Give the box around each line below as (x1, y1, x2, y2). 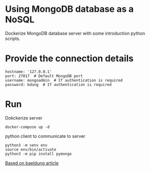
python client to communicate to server (5, 133, 86, 139)
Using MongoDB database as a (5, 3, 134, 15)
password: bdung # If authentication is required (5, 82, 112, 87)
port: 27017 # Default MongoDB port (5, 73, 83, 79)
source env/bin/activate (5, 147, 56, 152)
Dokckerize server (5, 115, 43, 121)
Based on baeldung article (5, 160, 59, 166)
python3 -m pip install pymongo (5, 151, 72, 156)
